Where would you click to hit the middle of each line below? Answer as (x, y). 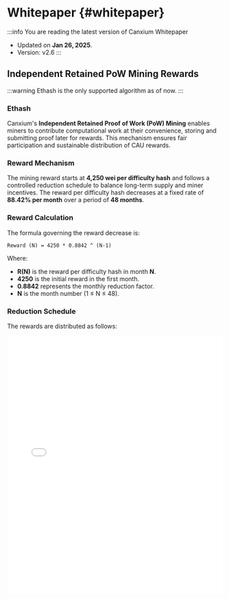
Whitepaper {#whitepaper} (86, 13)
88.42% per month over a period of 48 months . (76, 200)
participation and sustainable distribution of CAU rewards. (89, 145)
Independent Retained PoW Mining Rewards (103, 74)
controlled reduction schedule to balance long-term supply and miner (105, 185)
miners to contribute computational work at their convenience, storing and (112, 131)
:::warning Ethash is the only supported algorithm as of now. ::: (95, 90)
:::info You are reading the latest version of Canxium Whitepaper (98, 32)
